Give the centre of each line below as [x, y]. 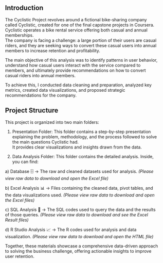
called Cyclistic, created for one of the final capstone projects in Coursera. [80, 25]
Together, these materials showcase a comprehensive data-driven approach [81, 246]
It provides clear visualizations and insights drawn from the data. [77, 147]
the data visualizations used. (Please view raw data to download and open [80, 195]
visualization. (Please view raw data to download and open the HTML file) [79, 236]
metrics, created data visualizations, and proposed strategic [65, 90]
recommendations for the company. [41, 95]
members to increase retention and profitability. [53, 50]
